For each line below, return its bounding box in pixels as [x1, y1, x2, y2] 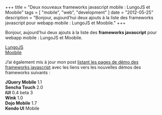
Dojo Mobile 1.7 [5, 100, 37, 106]
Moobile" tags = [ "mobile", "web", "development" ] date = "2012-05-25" [5, 9, 154, 15]
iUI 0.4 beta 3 [5, 90, 33, 95]
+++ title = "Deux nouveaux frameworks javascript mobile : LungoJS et [5, 4, 150, 10]
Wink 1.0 [5, 95, 23, 101]
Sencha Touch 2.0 [5, 84, 44, 90]
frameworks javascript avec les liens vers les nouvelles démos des [5, 64, 141, 70]
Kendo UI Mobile [5, 106, 40, 111]
